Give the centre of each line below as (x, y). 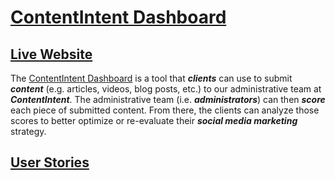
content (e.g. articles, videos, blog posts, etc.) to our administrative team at (166, 89)
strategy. (28, 131)
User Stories (50, 162)
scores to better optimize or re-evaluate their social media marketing (154, 120)
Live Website (51, 54)
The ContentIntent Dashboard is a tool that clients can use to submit (151, 78)
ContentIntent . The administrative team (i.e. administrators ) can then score (168, 99)
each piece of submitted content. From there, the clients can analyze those (165, 110)
